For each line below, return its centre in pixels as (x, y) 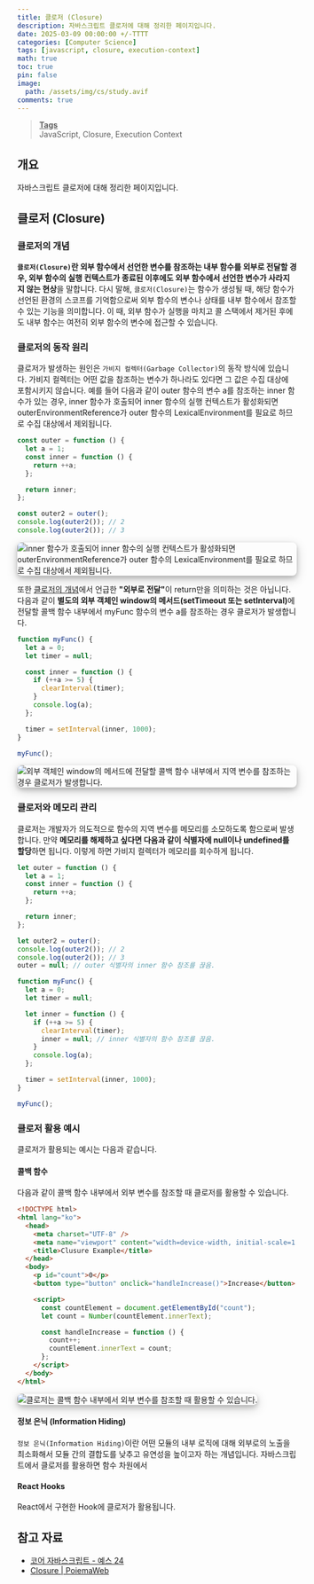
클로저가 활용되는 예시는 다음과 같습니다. (87, 1149)
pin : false (37, 75)
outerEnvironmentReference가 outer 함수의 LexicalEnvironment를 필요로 (147, 412)
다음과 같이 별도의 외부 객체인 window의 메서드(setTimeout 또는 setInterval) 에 (156, 600)
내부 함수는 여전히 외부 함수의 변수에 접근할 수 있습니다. (122, 322)
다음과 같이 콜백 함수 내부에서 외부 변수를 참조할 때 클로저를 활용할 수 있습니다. (153, 1193)
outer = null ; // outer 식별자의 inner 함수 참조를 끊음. (116, 966)
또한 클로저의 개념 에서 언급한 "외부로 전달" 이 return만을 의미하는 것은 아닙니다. (154, 589)
